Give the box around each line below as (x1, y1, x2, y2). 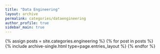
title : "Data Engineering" (5, 7, 60, 12)
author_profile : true (5, 20, 49, 26)
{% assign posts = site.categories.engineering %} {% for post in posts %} (5, 38, 154, 44)
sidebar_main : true (5, 25, 45, 30)
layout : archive (5, 12, 38, 16)
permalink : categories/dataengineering (5, 16, 86, 21)
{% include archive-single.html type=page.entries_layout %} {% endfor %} (5, 43, 156, 49)
